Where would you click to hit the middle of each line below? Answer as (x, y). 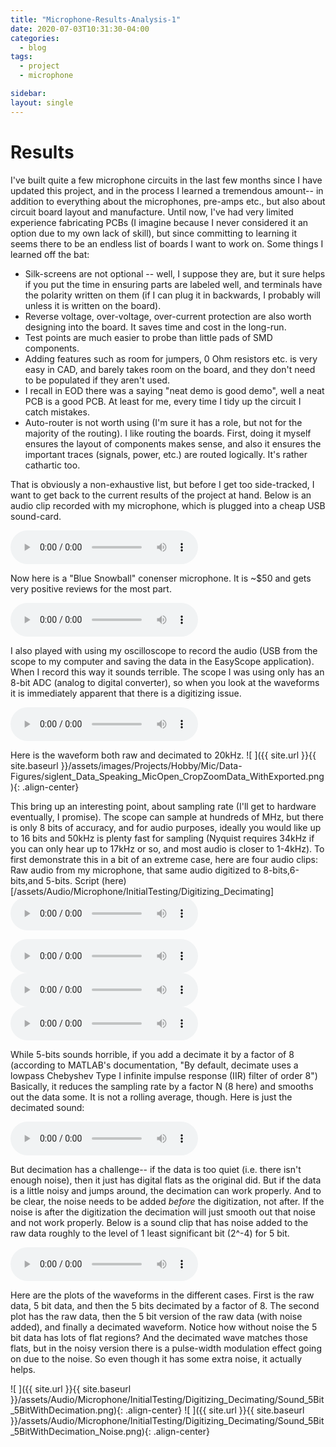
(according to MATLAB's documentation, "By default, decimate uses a (154, 1065)
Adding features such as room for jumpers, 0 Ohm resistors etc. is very (171, 358)
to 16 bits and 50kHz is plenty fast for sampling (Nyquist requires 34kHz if (162, 838)
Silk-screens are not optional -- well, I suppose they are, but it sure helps (175, 273)
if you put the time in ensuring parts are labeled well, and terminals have (173, 284)
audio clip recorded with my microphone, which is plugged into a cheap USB (168, 505)
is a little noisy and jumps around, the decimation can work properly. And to (166, 1190)
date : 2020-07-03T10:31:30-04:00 (80, 29)
